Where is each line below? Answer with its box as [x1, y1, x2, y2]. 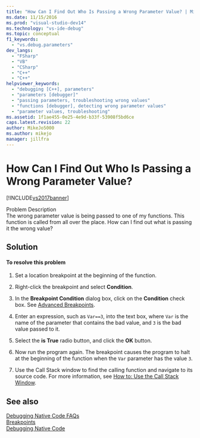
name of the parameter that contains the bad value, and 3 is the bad [14, 319, 182, 327]
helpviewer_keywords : [6, 81, 60, 87]
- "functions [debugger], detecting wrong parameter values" [11, 102, 167, 109]
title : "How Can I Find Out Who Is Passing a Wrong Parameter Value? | [6, 8, 187, 15]
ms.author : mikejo [6, 131, 52, 137]
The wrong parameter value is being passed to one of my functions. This [6, 212, 185, 219]
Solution [6, 242, 38, 252]
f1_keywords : [6, 36, 39, 42]
